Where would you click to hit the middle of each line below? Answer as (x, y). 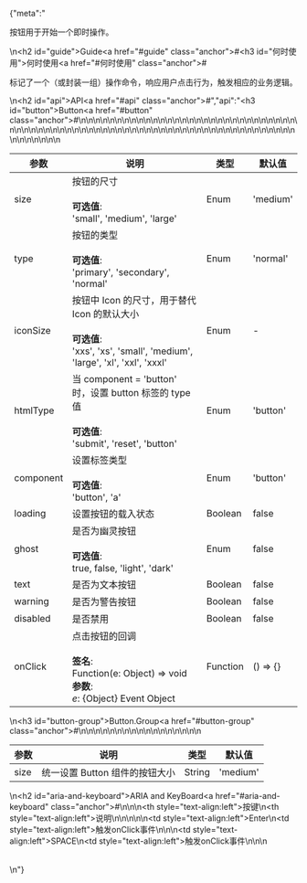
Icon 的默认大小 (106, 314)
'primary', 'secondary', (121, 272)
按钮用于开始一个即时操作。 (62, 32)
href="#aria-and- (248, 796)
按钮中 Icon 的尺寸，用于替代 (134, 300)
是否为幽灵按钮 (104, 531)
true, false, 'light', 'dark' (122, 568)
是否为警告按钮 (104, 602)
